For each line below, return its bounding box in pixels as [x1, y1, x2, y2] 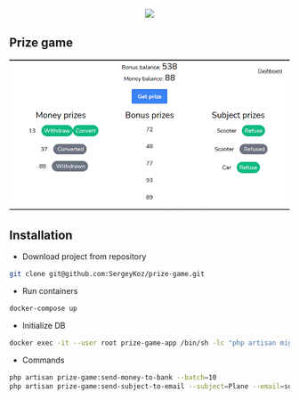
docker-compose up [9, 304, 77, 313]
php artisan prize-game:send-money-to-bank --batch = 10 [9, 372, 217, 382]
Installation [9, 227, 73, 242]
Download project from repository [21, 250, 147, 262]
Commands [21, 355, 65, 365]
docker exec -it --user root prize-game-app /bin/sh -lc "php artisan [9, 339, 277, 347]
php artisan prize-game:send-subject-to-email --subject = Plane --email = [9, 382, 285, 391]
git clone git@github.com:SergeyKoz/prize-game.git [9, 269, 205, 278]
